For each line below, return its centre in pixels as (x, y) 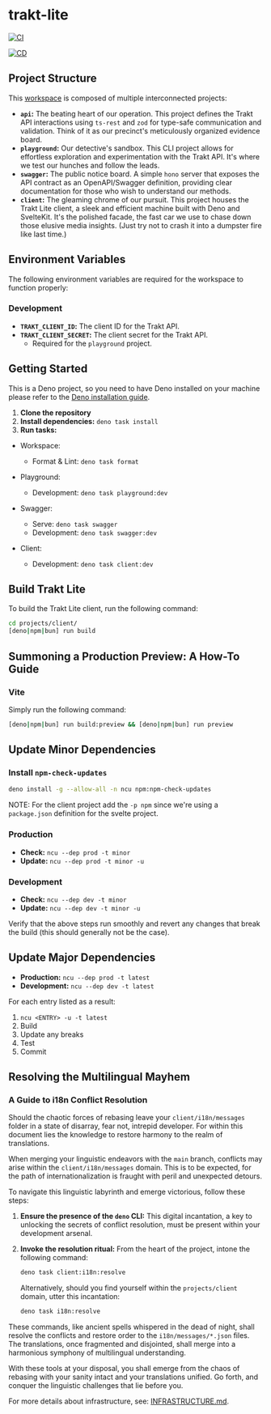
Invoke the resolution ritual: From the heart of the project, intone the (135, 1249)
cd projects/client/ (43, 624)
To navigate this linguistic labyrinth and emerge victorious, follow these (127, 1192)
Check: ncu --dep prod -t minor (75, 852)
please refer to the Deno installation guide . (79, 397)
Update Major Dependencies (82, 958)
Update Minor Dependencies (82, 750)
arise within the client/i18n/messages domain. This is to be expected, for (130, 1168)
